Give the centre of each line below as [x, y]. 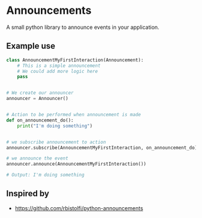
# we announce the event [37, 158]
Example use [31, 46]
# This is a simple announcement [59, 66]
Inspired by [28, 194]
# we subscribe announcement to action [56, 142]
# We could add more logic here [57, 71]
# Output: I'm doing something [45, 175]
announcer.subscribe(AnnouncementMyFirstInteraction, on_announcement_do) [102, 148]
